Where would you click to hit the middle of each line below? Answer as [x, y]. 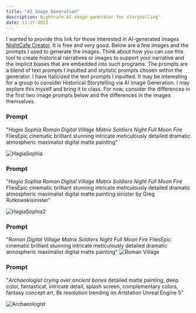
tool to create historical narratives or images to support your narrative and [95, 58]
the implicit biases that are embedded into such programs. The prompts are [97, 64]
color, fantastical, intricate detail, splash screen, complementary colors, [92, 286]
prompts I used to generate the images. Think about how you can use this [95, 52]
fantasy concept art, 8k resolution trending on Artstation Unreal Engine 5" [95, 292]
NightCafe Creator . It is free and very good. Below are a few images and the [97, 45]
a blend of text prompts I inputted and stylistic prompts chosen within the [94, 70]
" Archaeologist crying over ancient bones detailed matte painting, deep [92, 280]
